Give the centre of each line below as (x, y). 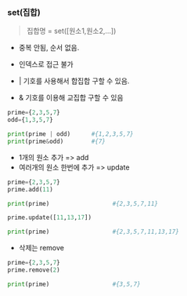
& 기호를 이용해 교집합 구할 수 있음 (71, 98)
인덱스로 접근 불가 (46, 64)
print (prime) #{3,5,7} (74, 284)
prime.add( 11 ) (31, 189)
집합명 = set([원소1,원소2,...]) (71, 31)
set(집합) (24, 12)
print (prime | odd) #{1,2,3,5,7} (70, 134)
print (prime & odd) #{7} (57, 141)
